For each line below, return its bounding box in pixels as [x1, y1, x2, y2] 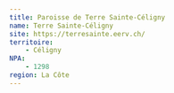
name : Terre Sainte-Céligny [9, 21, 114, 30]
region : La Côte [9, 71, 70, 80]
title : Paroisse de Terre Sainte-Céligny [9, 12, 166, 22]
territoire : [9, 37, 54, 47]
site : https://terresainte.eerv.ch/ [9, 29, 145, 38]
